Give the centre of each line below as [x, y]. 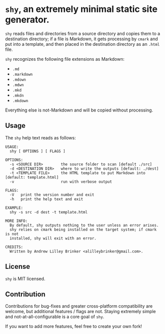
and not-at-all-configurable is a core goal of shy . [55, 317]
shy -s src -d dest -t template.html [49, 212]
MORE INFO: [16, 221]
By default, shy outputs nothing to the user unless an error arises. [84, 225]
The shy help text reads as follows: [41, 137]
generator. [27, 20]
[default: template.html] [32, 177]
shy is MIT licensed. [25, 278]
